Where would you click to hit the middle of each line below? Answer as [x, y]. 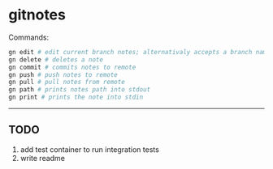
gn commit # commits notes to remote [72, 67]
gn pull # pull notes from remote [67, 82]
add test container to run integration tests [90, 149]
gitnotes [37, 15]
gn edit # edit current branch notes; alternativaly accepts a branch [130, 52]
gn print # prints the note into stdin [76, 97]
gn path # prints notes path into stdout [80, 90]
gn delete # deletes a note [56, 59]
